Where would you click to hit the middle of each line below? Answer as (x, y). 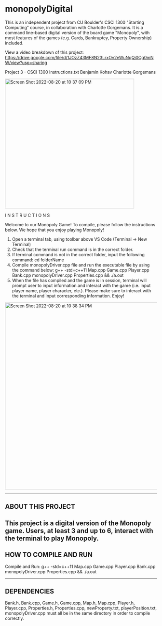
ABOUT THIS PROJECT (40, 507)
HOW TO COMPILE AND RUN (49, 555)
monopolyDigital (39, 9)
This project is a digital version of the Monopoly (78, 523)
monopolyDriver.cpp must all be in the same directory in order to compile (78, 613)
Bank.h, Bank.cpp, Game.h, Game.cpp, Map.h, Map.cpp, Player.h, (70, 603)
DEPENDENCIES (30, 591)
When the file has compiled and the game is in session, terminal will (79, 280)
